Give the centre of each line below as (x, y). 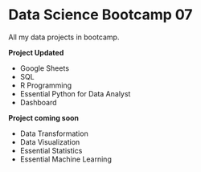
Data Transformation (54, 133)
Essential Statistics (51, 150)
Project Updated (36, 52)
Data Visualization (50, 141)
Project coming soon (43, 117)
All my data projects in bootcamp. (64, 37)
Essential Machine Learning (66, 159)
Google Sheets (45, 68)
